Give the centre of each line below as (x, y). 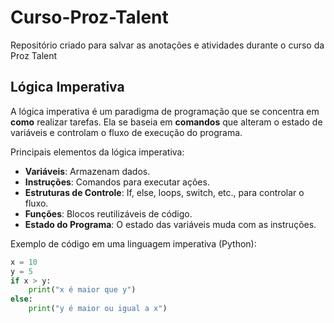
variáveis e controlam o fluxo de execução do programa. (126, 132)
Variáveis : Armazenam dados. (87, 171)
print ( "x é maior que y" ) (82, 290)
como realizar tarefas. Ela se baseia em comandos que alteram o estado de (166, 122)
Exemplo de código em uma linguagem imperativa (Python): (133, 243)
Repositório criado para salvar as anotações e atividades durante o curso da (167, 45)
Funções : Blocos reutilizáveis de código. (108, 213)
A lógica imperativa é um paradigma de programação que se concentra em (165, 111)
